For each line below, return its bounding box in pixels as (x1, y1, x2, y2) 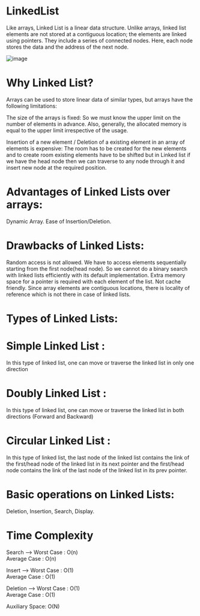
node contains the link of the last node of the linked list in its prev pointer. (6, 466, 188, 473)
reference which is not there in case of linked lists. (6, 291, 131, 298)
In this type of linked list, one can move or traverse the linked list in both (6, 406, 184, 413)
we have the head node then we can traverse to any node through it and (6, 158, 185, 165)
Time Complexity (6, 528, 94, 542)
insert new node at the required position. (6, 164, 107, 171)
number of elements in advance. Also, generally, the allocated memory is (6, 120, 187, 128)
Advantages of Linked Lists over (6, 185, 171, 199)
